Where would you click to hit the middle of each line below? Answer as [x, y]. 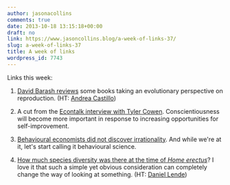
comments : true [29, 20]
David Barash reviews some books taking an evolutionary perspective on [120, 90]
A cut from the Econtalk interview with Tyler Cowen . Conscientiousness [118, 111]
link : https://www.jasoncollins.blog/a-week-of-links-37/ [92, 39]
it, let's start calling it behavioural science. [77, 146]
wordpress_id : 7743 [35, 58]
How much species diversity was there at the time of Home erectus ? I [115, 160]
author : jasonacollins [39, 13]
